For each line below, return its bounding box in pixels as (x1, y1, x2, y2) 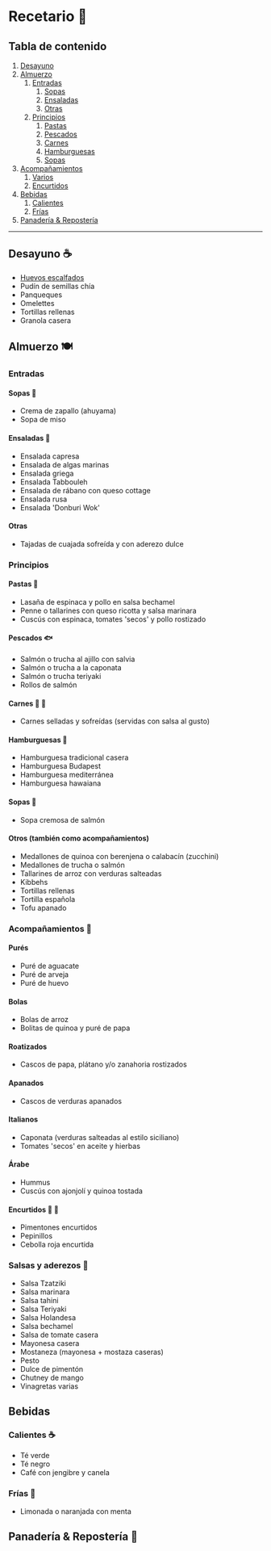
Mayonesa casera (19, 1338, 80, 1348)
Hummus (19, 1178, 51, 1188)
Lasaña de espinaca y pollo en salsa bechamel (19, 597, 175, 606)
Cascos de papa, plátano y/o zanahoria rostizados (19, 1059, 187, 1069)
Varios (31, 173, 54, 182)
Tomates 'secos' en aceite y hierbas (19, 1141, 141, 1151)
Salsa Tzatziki (19, 1278, 66, 1288)
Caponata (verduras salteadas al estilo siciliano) (19, 1132, 180, 1142)
